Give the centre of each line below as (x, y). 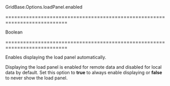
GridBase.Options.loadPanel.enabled (44, 7)
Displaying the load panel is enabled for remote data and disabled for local (83, 67)
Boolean (14, 32)
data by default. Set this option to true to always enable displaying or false (84, 73)
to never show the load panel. (37, 78)
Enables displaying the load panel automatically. (56, 57)
